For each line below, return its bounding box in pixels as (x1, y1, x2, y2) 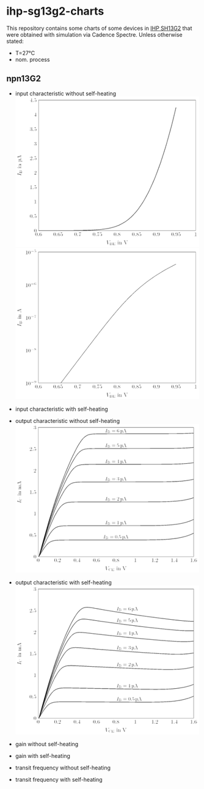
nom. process (15, 56, 50, 63)
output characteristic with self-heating (15, 579, 112, 586)
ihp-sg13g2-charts (6, 4, 104, 18)
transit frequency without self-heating (15, 764, 111, 771)
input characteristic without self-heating (15, 90, 117, 97)
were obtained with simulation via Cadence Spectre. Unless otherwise (6, 31, 183, 38)
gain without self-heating (15, 740, 79, 747)
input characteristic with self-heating (15, 405, 108, 413)
